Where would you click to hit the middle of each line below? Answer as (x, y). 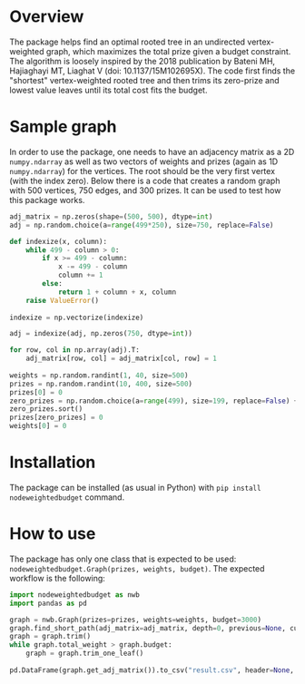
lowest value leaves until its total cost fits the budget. (108, 90)
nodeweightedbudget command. (67, 497)
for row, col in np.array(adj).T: (75, 350)
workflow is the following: (58, 578)
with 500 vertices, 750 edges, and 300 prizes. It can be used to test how (145, 190)
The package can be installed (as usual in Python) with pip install (135, 487)
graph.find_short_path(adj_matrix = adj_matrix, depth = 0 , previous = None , (148, 628)
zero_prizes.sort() (46, 409)
